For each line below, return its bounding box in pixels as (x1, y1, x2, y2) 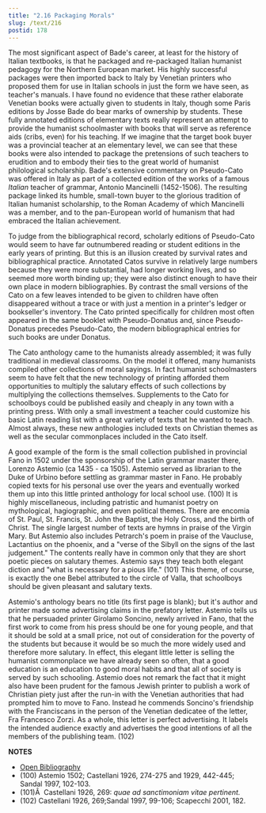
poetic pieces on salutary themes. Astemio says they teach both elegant (8, 557, 244, 566)
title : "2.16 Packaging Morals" (8, 11, 115, 20)
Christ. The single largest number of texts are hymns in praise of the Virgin (8, 523, 252, 533)
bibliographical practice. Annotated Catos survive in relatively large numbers (8, 256, 258, 266)
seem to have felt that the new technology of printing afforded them (8, 373, 230, 382)
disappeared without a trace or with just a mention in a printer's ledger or (8, 298, 247, 309)
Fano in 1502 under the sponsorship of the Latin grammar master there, (8, 456, 241, 465)
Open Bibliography (19, 762, 81, 772)
